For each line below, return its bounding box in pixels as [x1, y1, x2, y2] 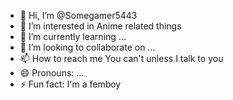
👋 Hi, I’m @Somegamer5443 [19, 10, 138, 21]
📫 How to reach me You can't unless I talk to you [19, 53, 224, 64]
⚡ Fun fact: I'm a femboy [19, 78, 122, 90]
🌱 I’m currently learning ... [19, 31, 127, 42]
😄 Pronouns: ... [19, 67, 85, 79]
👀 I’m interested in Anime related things [19, 20, 182, 32]
